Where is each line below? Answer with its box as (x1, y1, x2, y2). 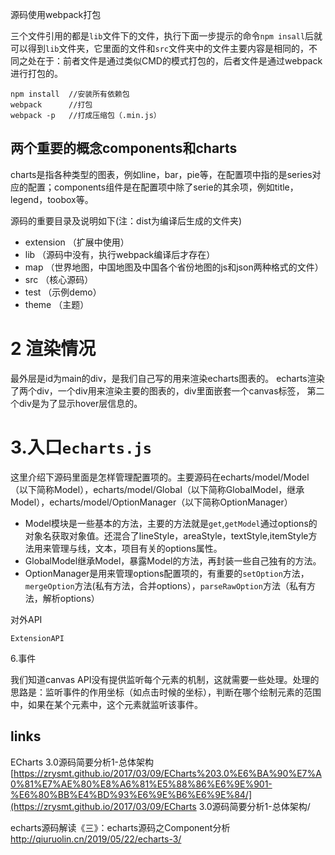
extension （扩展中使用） (24, 236, 130, 248)
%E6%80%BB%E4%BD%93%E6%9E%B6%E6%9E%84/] (10, 788, 253, 800)
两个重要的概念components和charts (10, 140, 238, 157)
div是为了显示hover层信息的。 (18, 397, 143, 409)
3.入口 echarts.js (10, 436, 153, 458)
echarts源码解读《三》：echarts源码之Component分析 (10, 821, 231, 833)
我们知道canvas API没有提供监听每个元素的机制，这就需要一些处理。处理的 (10, 673, 320, 685)
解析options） (42, 592, 100, 604)
